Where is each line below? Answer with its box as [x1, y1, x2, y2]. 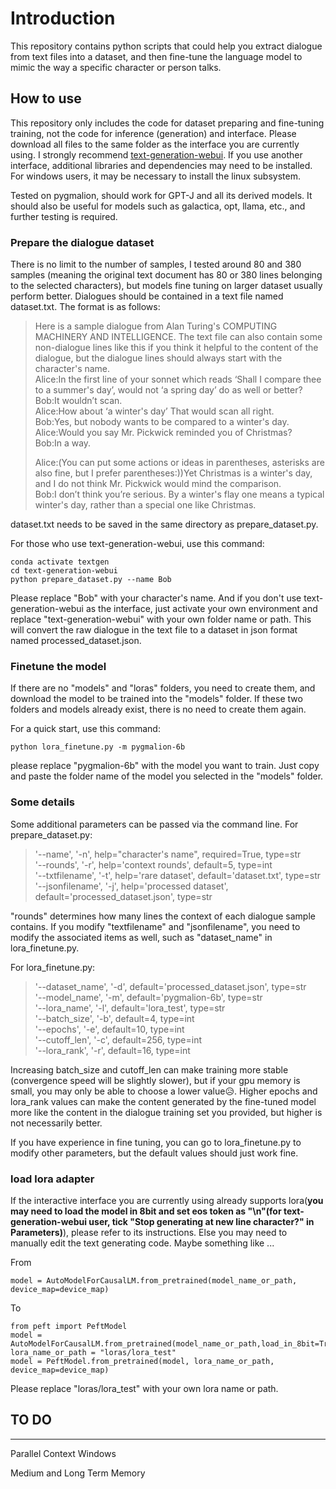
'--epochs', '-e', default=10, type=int [34, 1023, 185, 1035]
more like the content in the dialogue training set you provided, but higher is [10, 1106, 323, 1118]
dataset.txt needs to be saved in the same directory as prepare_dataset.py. [10, 518, 319, 531]
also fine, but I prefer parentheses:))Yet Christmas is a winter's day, [34, 467, 313, 479]
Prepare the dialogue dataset [10, 235, 155, 249]
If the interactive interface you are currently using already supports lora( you [10, 1194, 324, 1206]
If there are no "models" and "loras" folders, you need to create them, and [10, 682, 316, 694]
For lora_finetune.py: [10, 961, 96, 973]
